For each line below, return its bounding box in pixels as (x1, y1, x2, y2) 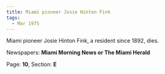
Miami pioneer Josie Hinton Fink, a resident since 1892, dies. (6, 37, 159, 45)
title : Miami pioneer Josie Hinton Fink (6, 9, 111, 15)
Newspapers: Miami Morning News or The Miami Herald (6, 49, 151, 56)
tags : (6, 15, 20, 21)
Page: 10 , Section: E (6, 61, 57, 68)
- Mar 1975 (12, 20, 40, 26)
